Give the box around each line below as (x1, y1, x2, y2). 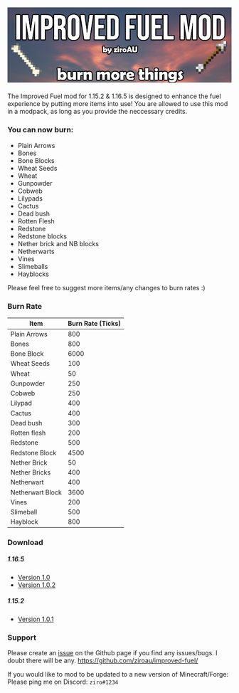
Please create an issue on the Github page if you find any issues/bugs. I (7, 649, 218, 657)
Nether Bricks (10, 468, 51, 477)
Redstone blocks (17, 232, 68, 240)
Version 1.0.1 (17, 615, 54, 623)
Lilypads (17, 194, 43, 203)
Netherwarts (17, 247, 55, 255)
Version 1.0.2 (17, 581, 55, 589)
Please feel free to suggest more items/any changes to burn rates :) (7, 283, 206, 292)
